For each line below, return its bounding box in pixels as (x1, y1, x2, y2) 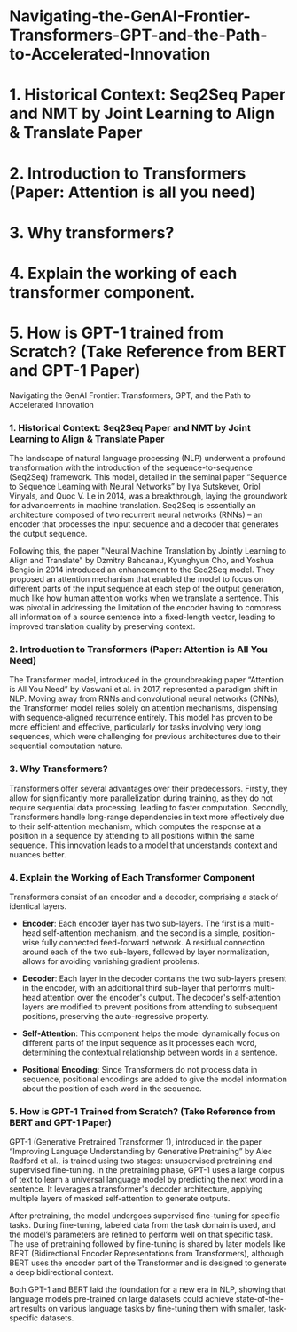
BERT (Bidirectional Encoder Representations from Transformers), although (9, 1248, 284, 1259)
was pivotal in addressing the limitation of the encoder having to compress (9, 602, 282, 613)
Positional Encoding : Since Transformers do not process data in (21, 1065, 258, 1075)
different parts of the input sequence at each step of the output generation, (9, 584, 285, 594)
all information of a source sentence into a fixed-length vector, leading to (9, 611, 276, 623)
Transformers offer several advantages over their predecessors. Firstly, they (9, 783, 288, 794)
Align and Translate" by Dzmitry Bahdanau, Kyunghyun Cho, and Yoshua (9, 555, 275, 566)
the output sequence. (9, 529, 88, 539)
